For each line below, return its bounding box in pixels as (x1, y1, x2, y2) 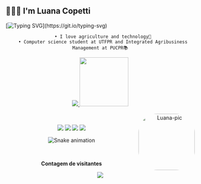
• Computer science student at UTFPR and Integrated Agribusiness (18, 38, 188, 45)
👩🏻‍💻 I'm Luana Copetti (5, 6, 91, 16)
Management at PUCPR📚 (72, 44, 128, 51)
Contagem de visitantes (41, 160, 103, 167)
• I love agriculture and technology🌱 (54, 34, 152, 40)
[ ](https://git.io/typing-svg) (5, 22, 107, 29)
